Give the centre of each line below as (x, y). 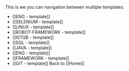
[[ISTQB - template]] (33, 37)
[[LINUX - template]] (33, 27)
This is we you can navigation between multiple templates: (65, 7)
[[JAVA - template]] (32, 48)
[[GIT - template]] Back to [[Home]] (48, 63)
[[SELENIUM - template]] (38, 22)
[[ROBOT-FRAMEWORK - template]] (49, 32)
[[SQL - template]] (31, 43)
